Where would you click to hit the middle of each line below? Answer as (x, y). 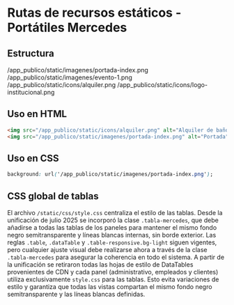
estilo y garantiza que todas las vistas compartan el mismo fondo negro (110, 287)
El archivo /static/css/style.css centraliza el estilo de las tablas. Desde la (115, 213)
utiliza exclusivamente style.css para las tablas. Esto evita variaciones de (113, 279)
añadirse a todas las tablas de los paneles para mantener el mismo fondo (112, 228)
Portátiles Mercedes (67, 28)
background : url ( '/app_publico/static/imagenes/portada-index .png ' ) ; (110, 174)
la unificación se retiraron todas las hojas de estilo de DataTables (100, 265)
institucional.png (31, 92)
